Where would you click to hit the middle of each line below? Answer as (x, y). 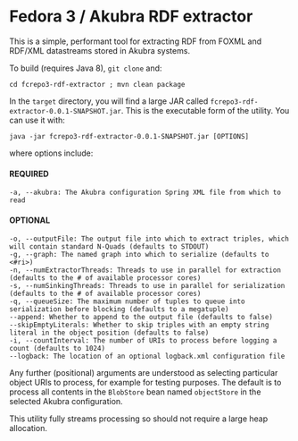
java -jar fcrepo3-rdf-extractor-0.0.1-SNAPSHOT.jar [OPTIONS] (129, 136)
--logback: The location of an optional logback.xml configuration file (147, 356)
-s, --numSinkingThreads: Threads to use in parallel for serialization (147, 286)
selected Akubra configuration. (66, 402)
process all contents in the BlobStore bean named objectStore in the (135, 392)
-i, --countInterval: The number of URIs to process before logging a (143, 341)
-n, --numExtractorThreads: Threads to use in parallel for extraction (145, 270)
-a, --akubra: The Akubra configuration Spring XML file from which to (145, 193)
